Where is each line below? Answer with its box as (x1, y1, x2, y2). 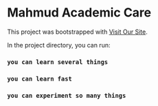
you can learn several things (7, 58, 109, 66)
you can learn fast (7, 74, 72, 83)
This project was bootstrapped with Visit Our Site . (7, 28, 148, 36)
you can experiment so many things (7, 92, 126, 99)
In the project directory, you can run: (7, 41, 111, 49)
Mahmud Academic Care (7, 5, 152, 21)
